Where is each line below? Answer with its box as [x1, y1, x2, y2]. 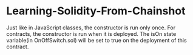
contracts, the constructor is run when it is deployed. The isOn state [6, 30, 177, 37]
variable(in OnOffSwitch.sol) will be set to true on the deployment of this [6, 36, 187, 44]
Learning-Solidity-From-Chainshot [6, 4, 186, 18]
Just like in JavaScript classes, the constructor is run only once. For [6, 24, 176, 31]
